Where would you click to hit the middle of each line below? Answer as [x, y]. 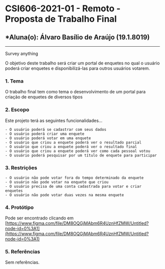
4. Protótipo [19, 207]
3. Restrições [21, 168]
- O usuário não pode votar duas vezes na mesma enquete [65, 195]
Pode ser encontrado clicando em [39, 218]
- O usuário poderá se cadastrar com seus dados [56, 129]
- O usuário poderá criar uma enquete [45, 134]
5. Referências [23, 252]
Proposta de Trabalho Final [61, 19]
